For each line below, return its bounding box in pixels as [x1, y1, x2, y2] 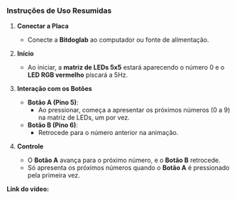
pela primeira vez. [27, 171, 81, 180]
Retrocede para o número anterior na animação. [38, 129, 179, 137]
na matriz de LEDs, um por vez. [38, 113, 131, 122]
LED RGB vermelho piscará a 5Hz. [27, 70, 128, 80]
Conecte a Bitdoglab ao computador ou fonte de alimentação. [27, 36, 209, 44]
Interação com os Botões [16, 85, 93, 93]
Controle [16, 142, 44, 151]
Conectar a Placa [16, 22, 69, 31]
